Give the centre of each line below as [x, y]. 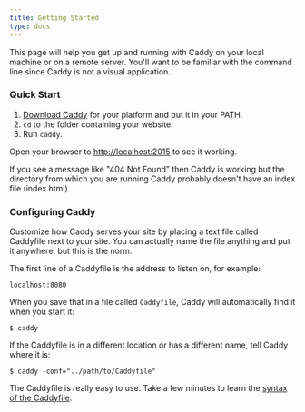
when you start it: [42, 312]
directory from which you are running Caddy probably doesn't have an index [152, 179]
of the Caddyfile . [41, 398]
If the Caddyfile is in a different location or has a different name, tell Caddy [149, 345]
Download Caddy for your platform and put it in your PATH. [133, 114]
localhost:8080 [38, 285]
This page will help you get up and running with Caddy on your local [137, 52]
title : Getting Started [54, 18]
